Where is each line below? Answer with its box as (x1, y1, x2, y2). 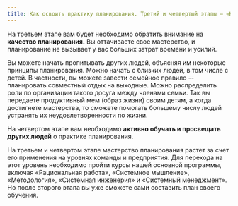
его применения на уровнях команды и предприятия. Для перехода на (7, 153, 223, 162)
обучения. (7, 190, 39, 199)
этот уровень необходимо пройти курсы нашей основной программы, (7, 160, 222, 169)
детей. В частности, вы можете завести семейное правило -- (7, 73, 195, 82)
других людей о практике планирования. (7, 132, 134, 140)
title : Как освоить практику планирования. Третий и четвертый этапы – (7, 10, 223, 18)
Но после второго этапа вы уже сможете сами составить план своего (7, 183, 221, 191)
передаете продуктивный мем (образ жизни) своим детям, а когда (7, 96, 212, 104)
